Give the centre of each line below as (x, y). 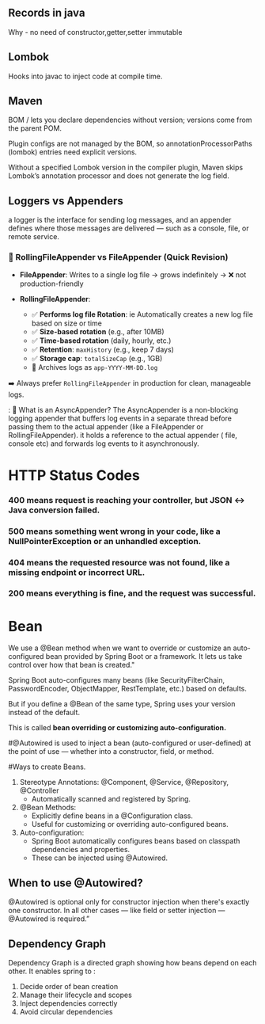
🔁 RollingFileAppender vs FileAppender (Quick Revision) (118, 257)
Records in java (47, 13)
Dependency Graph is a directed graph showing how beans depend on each (132, 962)
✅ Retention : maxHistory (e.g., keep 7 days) (102, 349)
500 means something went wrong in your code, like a (115, 531)
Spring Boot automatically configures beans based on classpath (136, 841)
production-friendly (52, 284)
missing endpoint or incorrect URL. (77, 572)
